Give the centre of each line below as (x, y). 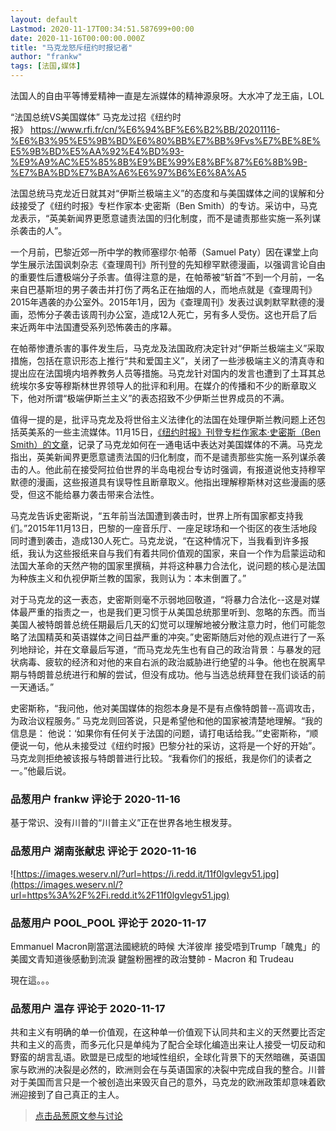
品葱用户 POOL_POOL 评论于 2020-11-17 (108, 923)
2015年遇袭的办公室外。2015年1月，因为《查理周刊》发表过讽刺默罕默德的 (163, 302)
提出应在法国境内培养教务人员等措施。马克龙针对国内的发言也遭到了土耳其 (163, 373)
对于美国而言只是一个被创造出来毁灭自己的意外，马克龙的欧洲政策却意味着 (163, 1082)
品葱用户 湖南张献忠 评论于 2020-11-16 (103, 851)
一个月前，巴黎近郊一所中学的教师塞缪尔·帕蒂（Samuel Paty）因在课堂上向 (164, 252)
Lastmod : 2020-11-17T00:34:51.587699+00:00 (102, 29)
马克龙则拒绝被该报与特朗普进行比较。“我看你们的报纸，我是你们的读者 (157, 758)
